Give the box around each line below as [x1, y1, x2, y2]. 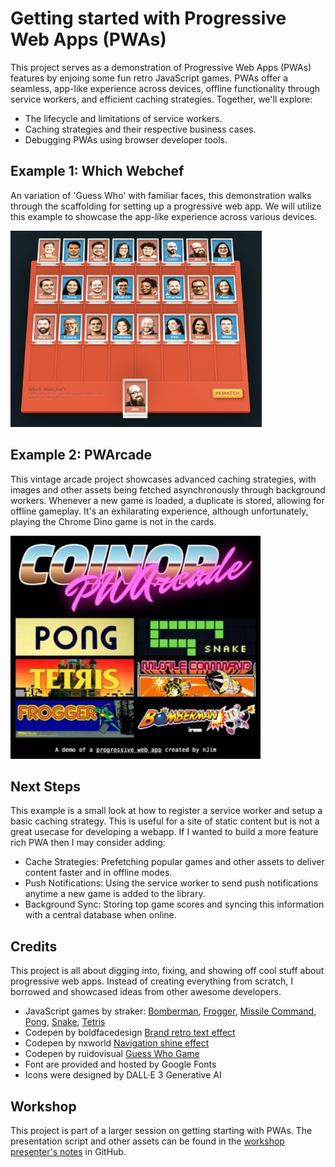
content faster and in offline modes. [24, 867, 173, 879]
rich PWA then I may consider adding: [10, 837, 166, 849]
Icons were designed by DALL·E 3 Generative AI [24, 1069, 222, 1081]
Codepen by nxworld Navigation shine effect [24, 1037, 210, 1049]
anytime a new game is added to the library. [24, 888, 206, 900]
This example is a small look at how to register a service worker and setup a [10, 805, 323, 817]
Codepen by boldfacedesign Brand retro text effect [24, 1027, 236, 1039]
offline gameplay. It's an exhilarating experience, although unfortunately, [10, 505, 309, 517]
